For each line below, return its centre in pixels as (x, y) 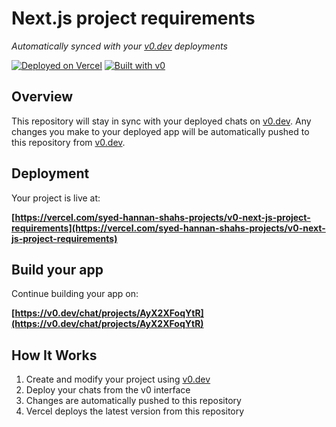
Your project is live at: (56, 198)
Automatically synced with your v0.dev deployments (119, 46)
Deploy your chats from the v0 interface (108, 390)
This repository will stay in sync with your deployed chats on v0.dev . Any (161, 121)
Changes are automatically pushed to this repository (133, 401)
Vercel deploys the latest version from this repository (135, 411)
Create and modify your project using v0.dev (118, 379)
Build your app (57, 269)
